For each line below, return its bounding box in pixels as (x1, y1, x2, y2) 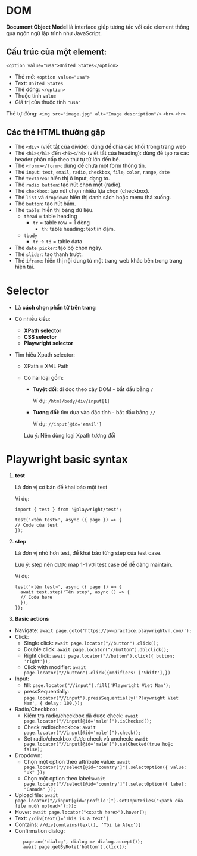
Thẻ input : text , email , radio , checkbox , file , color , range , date (14, 168, 170, 176)
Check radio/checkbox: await (23, 724, 96, 731)
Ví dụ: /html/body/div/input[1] (32, 397, 110, 404)
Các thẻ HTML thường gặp (6, 127, 105, 138)
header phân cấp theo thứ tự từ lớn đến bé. (14, 155, 121, 163)
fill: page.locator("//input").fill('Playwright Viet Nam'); (23, 682, 171, 689)
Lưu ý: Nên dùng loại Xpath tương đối (23, 432, 116, 439)
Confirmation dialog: (14, 827, 65, 835)
